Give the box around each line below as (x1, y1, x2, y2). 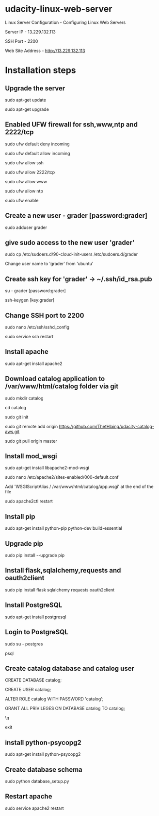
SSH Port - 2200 (5, 38, 38, 44)
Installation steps (5, 65, 76, 76)
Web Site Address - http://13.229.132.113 (5, 48, 85, 53)
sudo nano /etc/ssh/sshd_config (5, 324, 69, 330)
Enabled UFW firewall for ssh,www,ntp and (5, 121, 138, 129)
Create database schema (5, 765, 82, 774)
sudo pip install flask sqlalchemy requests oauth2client (5, 587, 115, 592)
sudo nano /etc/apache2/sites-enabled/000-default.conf (5, 474, 119, 480)
